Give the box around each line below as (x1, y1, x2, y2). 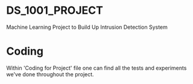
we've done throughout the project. (6, 70, 95, 78)
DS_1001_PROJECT (6, 4, 104, 17)
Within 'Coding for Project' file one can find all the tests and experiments (6, 64, 187, 71)
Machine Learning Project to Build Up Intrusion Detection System (6, 23, 168, 31)
